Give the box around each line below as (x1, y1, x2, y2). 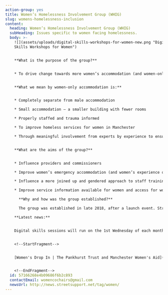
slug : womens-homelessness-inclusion (5, 16, 84, 21)
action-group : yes (5, 7, 43, 12)
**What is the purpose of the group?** (14, 58, 97, 63)
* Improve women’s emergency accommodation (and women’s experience (14, 170, 160, 175)
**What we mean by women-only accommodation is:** (14, 84, 122, 90)
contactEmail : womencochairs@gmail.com (9, 278, 93, 283)
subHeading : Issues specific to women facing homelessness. (9, 30, 137, 35)
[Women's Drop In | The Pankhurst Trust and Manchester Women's (14, 255, 151, 260)
